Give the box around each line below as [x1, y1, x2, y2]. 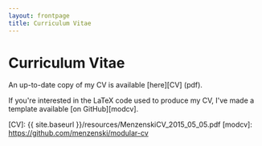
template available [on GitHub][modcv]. [8, 104, 139, 114]
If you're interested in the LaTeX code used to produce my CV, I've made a [8, 95, 255, 105]
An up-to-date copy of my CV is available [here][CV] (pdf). [8, 80, 203, 90]
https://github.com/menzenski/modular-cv [8, 128, 149, 138]
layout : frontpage [8, 11, 70, 20]
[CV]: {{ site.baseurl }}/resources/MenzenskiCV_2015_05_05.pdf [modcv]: [8, 120, 253, 129]
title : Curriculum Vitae [8, 19, 92, 27]
